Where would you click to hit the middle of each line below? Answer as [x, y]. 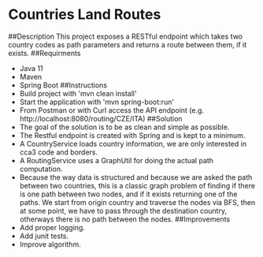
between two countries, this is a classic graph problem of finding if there [137, 185]
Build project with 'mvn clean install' [78, 93]
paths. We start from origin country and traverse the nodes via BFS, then [137, 202]
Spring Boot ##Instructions [63, 85]
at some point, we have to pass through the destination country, [123, 210]
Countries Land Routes [85, 15]
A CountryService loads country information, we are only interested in [133, 143]
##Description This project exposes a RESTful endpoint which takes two [125, 36]
